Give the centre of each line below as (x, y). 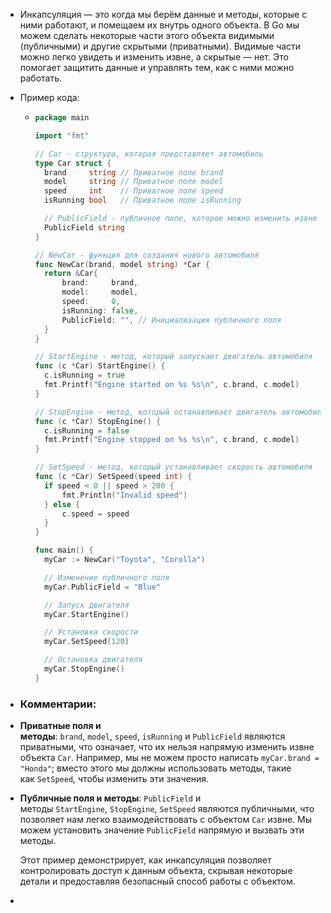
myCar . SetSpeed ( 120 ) (86, 642)
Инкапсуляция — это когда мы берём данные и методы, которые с (163, 14)
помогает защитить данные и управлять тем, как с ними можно (157, 67)
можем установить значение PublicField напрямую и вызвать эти (162, 830)
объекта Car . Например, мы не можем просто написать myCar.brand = (169, 758)
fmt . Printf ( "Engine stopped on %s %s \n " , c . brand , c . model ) (171, 440)
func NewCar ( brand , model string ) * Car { (122, 264)
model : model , (100, 292)
